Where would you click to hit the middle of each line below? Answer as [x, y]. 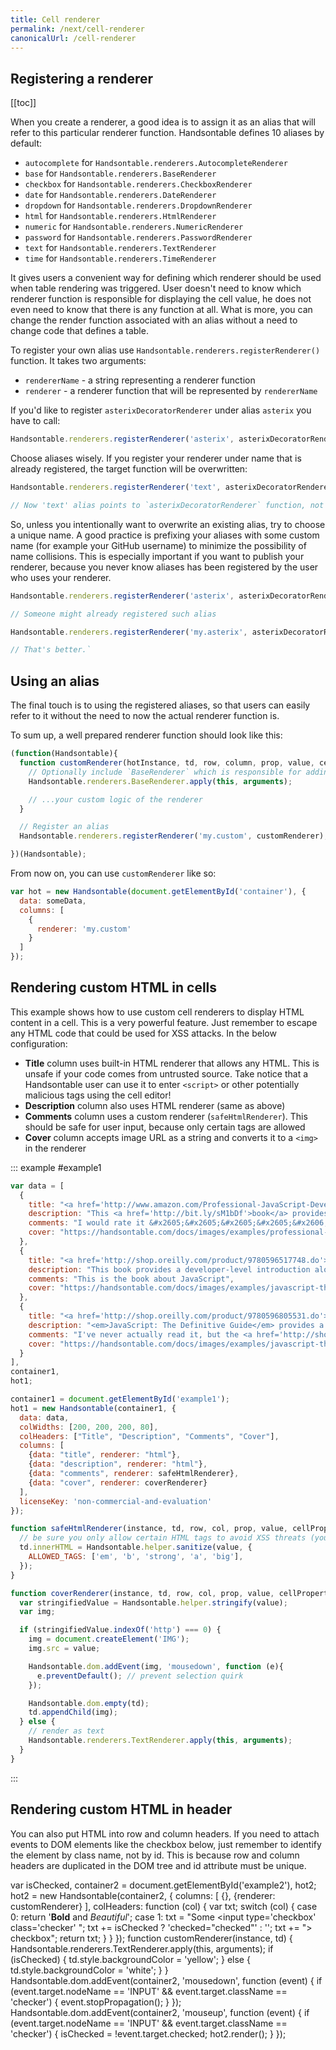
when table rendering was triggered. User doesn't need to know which [156, 288]
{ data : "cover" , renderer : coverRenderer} [118, 1482]
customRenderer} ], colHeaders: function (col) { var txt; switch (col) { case [164, 1906]
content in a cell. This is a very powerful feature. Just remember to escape [164, 1022]
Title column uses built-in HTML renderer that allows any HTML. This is [172, 1063]
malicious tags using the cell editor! [98, 1095]
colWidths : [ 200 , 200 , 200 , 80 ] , [89, 1427]
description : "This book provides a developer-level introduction [169, 1269]
